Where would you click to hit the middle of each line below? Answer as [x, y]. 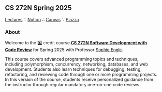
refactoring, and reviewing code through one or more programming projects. [81, 75]
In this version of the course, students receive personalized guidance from [79, 79]
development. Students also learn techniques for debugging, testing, [73, 69]
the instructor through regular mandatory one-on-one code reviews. [73, 85]
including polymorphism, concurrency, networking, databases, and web [77, 64]
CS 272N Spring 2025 [38, 8]
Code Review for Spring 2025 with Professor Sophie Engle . [64, 50]
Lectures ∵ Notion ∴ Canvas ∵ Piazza [42, 19]
